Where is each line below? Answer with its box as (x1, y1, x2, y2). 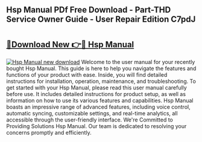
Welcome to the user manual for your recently (81, 59, 195, 65)
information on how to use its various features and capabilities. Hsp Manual (6, 97, 194, 104)
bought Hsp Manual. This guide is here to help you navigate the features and (6, 65, 197, 72)
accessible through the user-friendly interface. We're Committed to (6, 116, 173, 123)
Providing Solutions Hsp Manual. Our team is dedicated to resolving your (6, 123, 187, 129)
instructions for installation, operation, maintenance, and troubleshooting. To (6, 78, 196, 85)
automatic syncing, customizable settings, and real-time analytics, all (6, 110, 178, 117)
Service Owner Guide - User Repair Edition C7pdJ (6, 15, 196, 25)
